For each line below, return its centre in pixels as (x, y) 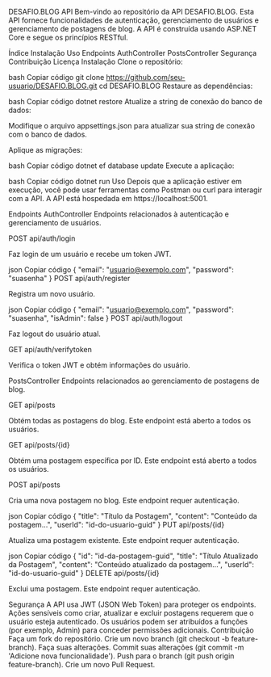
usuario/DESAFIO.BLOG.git (53, 86)
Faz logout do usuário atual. (54, 334)
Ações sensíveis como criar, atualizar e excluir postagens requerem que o (131, 613)
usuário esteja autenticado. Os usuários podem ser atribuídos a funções (128, 622)
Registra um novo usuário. (52, 294)
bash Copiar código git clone (56, 77)
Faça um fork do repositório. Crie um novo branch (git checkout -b (119, 639)
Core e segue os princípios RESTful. (69, 37)
